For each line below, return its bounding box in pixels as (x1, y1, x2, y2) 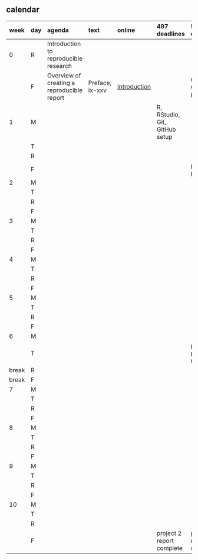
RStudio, (156, 110, 180, 119)
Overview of (47, 71, 81, 79)
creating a (47, 79, 75, 87)
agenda (47, 26, 69, 34)
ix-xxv (88, 86, 107, 94)
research (47, 61, 72, 70)
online (117, 26, 136, 34)
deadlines (156, 30, 185, 38)
